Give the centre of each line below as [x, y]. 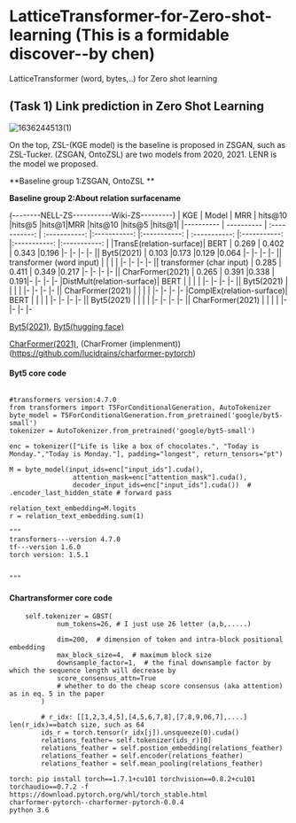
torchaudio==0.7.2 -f [49, 787]
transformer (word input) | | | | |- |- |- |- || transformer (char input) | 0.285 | [145, 262]
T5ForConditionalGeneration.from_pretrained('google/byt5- [172, 415]
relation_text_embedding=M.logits [73, 508]
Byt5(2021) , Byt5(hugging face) [66, 326]
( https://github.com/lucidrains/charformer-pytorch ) [103, 353]
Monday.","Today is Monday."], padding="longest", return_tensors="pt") [146, 454]
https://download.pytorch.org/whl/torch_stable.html [109, 795]
